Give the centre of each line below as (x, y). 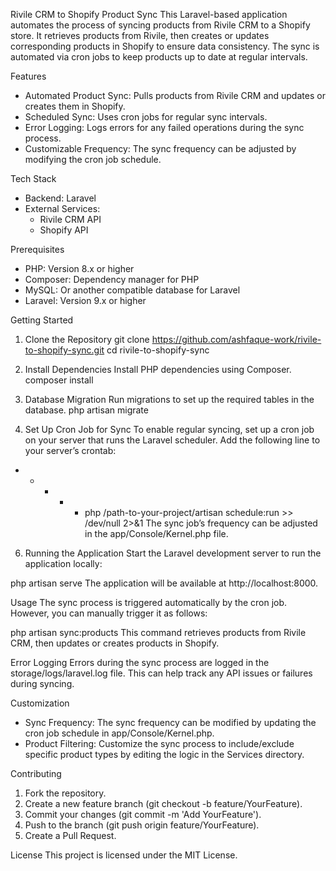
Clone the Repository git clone (87, 339)
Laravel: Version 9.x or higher (85, 300)
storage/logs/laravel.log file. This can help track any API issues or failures (161, 673)
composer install (59, 380)
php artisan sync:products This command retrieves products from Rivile (158, 632)
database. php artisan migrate (86, 410)
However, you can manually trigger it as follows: (109, 613)
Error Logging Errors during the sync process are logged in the (140, 662)
